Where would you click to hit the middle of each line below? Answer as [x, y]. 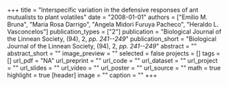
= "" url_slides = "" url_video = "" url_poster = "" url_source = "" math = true [114, 68]
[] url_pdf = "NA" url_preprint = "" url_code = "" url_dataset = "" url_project [112, 60]
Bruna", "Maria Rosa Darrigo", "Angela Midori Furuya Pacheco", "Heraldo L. [113, 24]
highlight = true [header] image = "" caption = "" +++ [82, 75]
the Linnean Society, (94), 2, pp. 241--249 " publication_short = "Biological [112, 39]
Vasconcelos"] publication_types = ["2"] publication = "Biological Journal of [114, 31]
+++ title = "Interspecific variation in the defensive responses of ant [103, 10]
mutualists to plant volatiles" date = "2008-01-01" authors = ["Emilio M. [107, 17]
